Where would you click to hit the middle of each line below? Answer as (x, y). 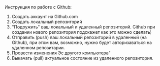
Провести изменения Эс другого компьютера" (61, 53)
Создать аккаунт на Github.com (45, 16)
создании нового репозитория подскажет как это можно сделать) (82, 32)
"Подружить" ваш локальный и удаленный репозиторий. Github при (83, 27)
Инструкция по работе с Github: (38, 7)
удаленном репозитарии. (38, 48)
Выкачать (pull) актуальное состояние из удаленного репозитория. (82, 58)
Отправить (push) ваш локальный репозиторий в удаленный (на (79, 37)
